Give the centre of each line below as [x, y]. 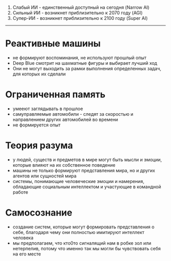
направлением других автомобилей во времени [65, 119]
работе [20, 192]
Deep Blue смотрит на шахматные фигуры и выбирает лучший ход [85, 63]
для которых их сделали [39, 74]
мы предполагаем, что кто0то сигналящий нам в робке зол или [82, 243]
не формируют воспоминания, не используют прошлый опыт [79, 58]
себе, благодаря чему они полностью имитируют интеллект [78, 232]
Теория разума [39, 146]
